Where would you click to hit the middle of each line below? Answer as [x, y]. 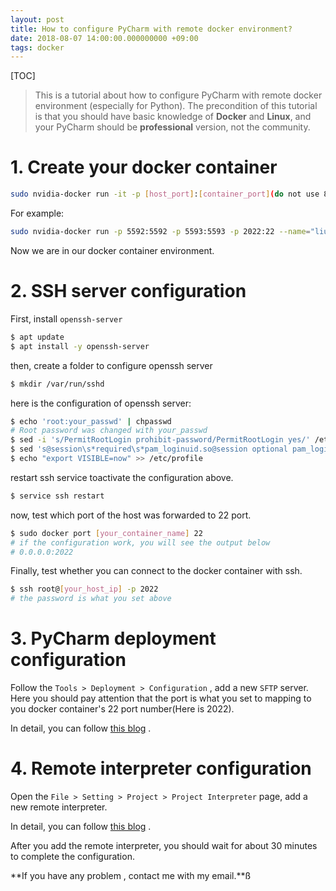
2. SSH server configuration [128, 291]
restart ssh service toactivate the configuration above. [122, 477]
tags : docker [37, 47]
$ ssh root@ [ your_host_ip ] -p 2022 [84, 589]
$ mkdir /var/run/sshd [57, 384]
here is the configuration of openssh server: [101, 403]
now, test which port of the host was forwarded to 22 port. [131, 515]
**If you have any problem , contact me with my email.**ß [131, 875]
